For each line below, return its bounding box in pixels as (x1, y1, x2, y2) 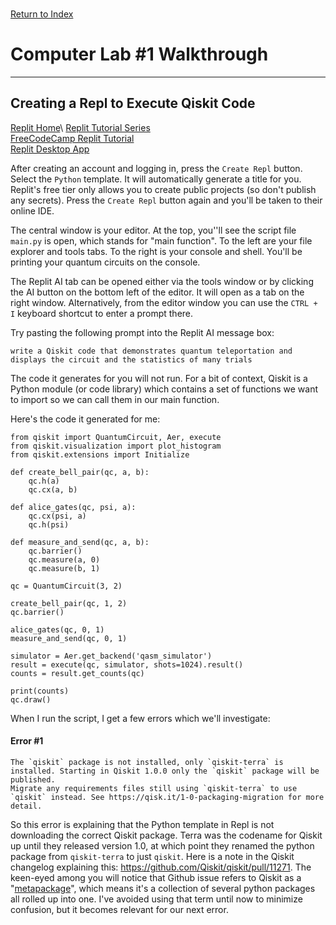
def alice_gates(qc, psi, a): (10, 502, 137, 512)
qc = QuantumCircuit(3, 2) (10, 581, 123, 591)
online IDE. (10, 204, 55, 217)
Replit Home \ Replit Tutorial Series (10, 121, 151, 133)
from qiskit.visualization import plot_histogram (10, 441, 222, 451)
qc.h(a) (28, 476, 60, 486)
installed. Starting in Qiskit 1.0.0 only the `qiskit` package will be (10, 766, 320, 776)
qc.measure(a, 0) (28, 554, 101, 565)
